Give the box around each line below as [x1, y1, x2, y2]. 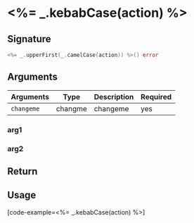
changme [56, 103, 88, 113]
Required [140, 91, 172, 101]
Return [7, 165, 38, 177]
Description [93, 91, 134, 101]
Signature [7, 33, 51, 45]
